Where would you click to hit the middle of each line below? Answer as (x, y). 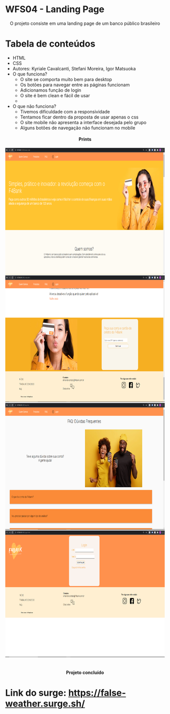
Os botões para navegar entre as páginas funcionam (75, 85)
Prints (85, 139)
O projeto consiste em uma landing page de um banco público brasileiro (85, 23)
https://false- (97, 693)
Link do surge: (36, 693)
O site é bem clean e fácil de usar (55, 95)
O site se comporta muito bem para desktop (66, 79)
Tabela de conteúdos (50, 44)
